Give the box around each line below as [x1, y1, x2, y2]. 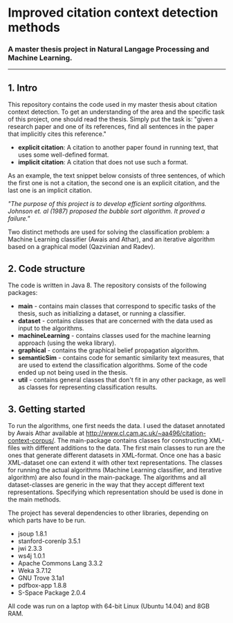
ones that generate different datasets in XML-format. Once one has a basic [8, 451, 222, 459]
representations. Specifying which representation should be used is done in [8, 488, 223, 496]
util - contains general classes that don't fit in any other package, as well [17, 376, 226, 384]
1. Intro [8, 82, 37, 94]
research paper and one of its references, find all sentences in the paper [8, 123, 214, 131]
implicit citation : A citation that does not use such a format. [17, 158, 189, 167]
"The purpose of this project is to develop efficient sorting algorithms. [8, 200, 207, 208]
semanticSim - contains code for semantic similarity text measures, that [17, 354, 225, 362]
